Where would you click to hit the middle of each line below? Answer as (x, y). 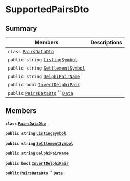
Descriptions (106, 43)
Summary (21, 28)
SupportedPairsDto (47, 9)
